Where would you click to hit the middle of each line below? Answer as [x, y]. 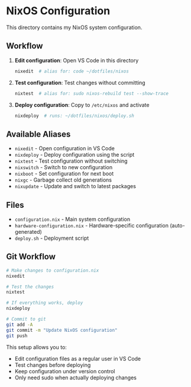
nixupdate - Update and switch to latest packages [75, 186]
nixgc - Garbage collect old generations [63, 180]
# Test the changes [30, 287]
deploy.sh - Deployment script [52, 238]
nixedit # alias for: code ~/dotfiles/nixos [72, 71]
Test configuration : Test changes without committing [80, 83]
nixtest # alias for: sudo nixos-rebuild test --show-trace [92, 93]
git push [17, 336]
